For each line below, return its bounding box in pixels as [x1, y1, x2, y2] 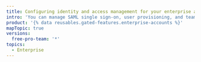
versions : [6, 31, 31, 37]
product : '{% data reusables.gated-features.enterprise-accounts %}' [6, 19, 184, 25]
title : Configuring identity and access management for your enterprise [6, 8, 191, 15]
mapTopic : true [6, 25, 44, 31]
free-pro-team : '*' [11, 36, 60, 42]
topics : [6, 42, 26, 48]
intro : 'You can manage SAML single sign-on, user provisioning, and [6, 14, 184, 20]
